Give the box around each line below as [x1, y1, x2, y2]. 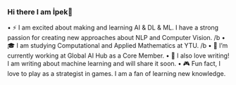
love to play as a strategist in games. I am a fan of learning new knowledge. [7, 70, 226, 78]
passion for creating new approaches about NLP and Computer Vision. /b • [7, 34, 225, 42]
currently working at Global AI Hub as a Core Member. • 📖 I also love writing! [7, 51, 230, 60]
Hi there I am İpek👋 [7, 7, 73, 17]
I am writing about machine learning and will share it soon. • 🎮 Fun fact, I [7, 60, 221, 68]
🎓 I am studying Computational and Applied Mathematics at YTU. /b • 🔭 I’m [7, 41, 228, 50]
